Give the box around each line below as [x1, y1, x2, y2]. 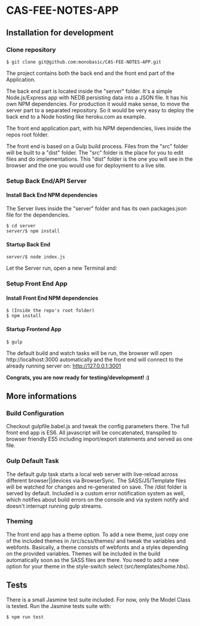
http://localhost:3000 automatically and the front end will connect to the [6, 356, 183, 363]
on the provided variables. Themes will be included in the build [6, 550, 161, 557]
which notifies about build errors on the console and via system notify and [6, 496, 189, 503]
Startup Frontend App [6, 325, 61, 333]
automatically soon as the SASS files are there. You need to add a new [6, 556, 179, 564]
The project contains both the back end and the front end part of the [6, 70, 175, 77]
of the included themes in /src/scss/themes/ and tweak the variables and [6, 537, 186, 544]
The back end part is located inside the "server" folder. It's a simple [6, 88, 173, 95]
